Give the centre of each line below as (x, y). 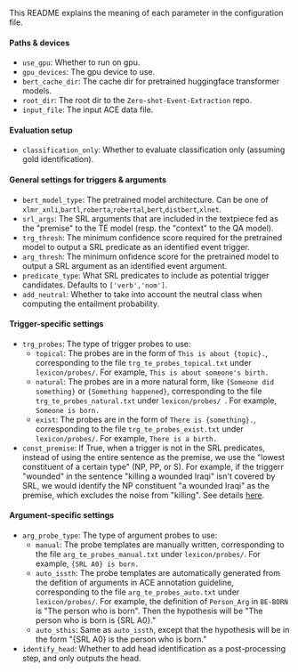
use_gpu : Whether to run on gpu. (81, 62)
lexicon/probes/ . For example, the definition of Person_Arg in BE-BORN (162, 602)
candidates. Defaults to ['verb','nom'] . (95, 285)
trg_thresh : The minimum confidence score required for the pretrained (152, 237)
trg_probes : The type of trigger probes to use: (106, 344)
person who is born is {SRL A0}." (96, 620)
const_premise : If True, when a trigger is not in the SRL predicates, (143, 448)
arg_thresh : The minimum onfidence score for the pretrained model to (150, 256)
